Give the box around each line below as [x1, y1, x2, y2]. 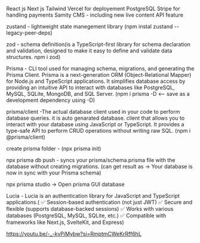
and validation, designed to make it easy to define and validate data [6, 47, 173, 54]
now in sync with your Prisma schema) [6, 169, 101, 176]
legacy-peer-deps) [6, 29, 53, 36]
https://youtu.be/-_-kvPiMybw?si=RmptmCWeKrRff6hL [6, 230, 142, 237]
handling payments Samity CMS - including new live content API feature [6, 11, 184, 18]
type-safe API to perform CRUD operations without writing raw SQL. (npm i [6, 127, 191, 134]
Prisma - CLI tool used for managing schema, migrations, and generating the [6, 65, 195, 72]
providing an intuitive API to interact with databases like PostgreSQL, [6, 84, 175, 91]
